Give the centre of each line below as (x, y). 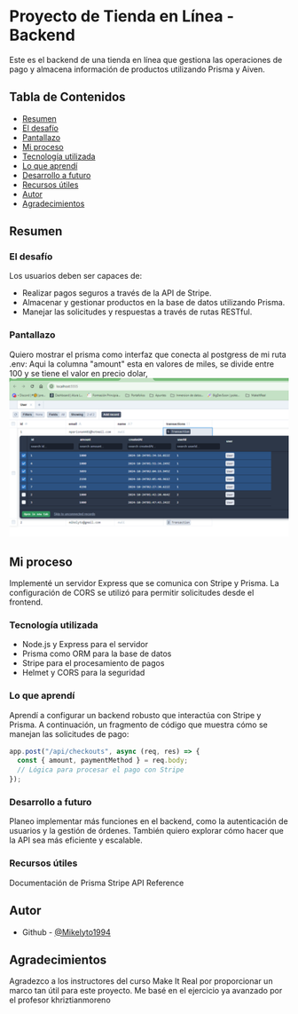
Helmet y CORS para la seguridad (83, 673)
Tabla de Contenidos (67, 97)
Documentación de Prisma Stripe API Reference (97, 883)
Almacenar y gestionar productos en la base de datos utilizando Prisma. (153, 303)
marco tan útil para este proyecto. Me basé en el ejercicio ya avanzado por (146, 991)
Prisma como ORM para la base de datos (97, 654)
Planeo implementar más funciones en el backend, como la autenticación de (149, 821)
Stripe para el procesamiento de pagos (93, 663)
